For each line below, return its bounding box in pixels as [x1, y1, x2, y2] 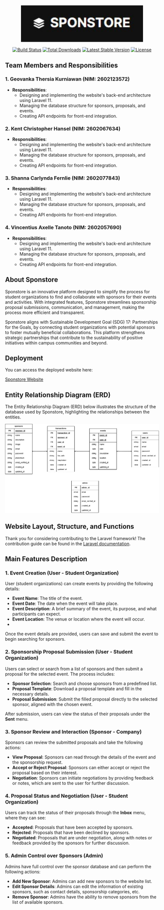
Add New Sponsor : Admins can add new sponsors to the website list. [12, 878, 152, 884]
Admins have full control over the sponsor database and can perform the [5, 863, 151, 869]
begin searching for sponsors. [5, 636, 66, 642]
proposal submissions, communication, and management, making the [5, 304, 145, 310]
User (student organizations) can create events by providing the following [5, 581, 153, 587]
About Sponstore [5, 276, 59, 284]
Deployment [5, 354, 43, 362]
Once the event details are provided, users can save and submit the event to [5, 631, 159, 637]
